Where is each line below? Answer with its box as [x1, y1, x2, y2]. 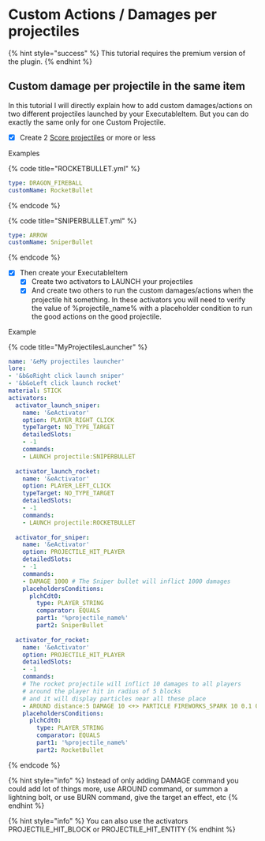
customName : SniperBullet [8, 238, 93, 246]
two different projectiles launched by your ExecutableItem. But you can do [8, 109, 249, 118]
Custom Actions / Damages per [8, 6, 217, 24]
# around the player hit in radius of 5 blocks [22, 687, 181, 695]
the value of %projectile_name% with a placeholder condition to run [31, 303, 252, 312]
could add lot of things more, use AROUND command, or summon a [8, 783, 229, 794]
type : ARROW [8, 231, 47, 239]
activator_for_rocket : [15, 636, 90, 644]
